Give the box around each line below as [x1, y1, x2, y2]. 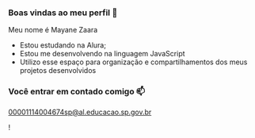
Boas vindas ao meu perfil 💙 [8, 7, 118, 18]
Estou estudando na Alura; [19, 40, 107, 50]
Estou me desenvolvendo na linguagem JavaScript [19, 49, 185, 59]
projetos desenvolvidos [19, 66, 97, 75]
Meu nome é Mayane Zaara [8, 25, 98, 35]
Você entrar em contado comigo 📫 [8, 86, 145, 98]
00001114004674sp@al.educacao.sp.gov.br [8, 107, 152, 117]
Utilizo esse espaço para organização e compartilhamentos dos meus [19, 57, 248, 67]
